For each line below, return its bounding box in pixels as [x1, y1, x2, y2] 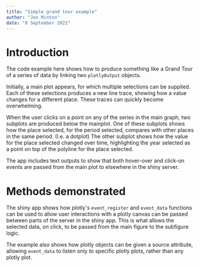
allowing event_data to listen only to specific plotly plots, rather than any [6, 247, 184, 254]
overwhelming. [6, 102, 43, 109]
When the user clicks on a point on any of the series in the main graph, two [6, 114, 191, 121]
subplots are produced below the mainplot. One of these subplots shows [6, 120, 185, 127]
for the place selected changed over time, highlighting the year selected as [6, 139, 190, 146]
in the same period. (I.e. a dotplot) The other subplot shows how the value [6, 133, 189, 140]
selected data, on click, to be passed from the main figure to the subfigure [6, 223, 189, 231]
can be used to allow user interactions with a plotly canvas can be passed [6, 210, 188, 218]
